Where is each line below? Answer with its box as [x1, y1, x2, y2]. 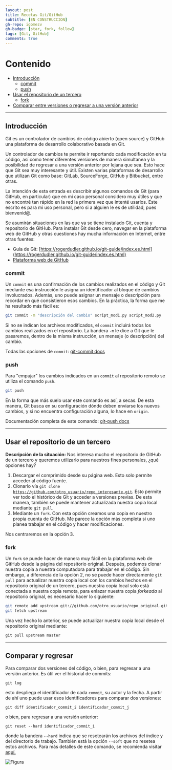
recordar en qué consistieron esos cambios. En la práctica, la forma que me [5, 297, 165, 304]
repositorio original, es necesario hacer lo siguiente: [5, 593, 115, 600]
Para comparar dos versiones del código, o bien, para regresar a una [5, 665, 151, 671]
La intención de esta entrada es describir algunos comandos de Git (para [5, 188, 160, 194]
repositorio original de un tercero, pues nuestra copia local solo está [5, 583, 149, 589]
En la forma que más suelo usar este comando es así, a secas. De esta [5, 397, 155, 403]
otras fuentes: [5, 236, 35, 242]
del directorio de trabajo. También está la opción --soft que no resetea [5, 738, 156, 744]
